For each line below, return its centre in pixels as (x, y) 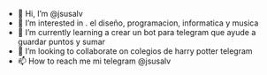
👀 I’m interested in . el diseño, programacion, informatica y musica (138, 23)
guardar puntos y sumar (61, 41)
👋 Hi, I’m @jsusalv (50, 14)
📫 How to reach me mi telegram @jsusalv (94, 61)
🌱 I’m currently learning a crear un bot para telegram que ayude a (137, 32)
